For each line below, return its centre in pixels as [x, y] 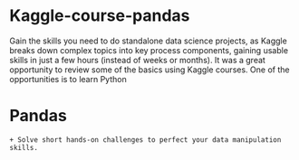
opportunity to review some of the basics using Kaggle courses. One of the [149, 70]
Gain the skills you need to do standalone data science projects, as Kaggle [148, 41]
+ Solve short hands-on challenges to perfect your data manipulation [145, 140]
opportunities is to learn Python [68, 79]
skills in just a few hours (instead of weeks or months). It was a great [137, 60]
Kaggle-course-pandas [100, 16]
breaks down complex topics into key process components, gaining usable [149, 50]
